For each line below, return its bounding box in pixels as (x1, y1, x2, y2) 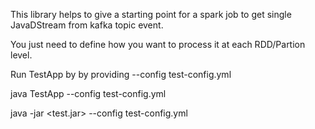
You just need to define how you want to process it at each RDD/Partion (10, 39, 306, 50)
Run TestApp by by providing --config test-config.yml (10, 69, 232, 80)
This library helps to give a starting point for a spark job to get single (10, 9, 292, 20)
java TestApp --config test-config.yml (10, 88, 167, 99)
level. (10, 49, 33, 61)
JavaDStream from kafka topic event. (10, 19, 164, 31)
